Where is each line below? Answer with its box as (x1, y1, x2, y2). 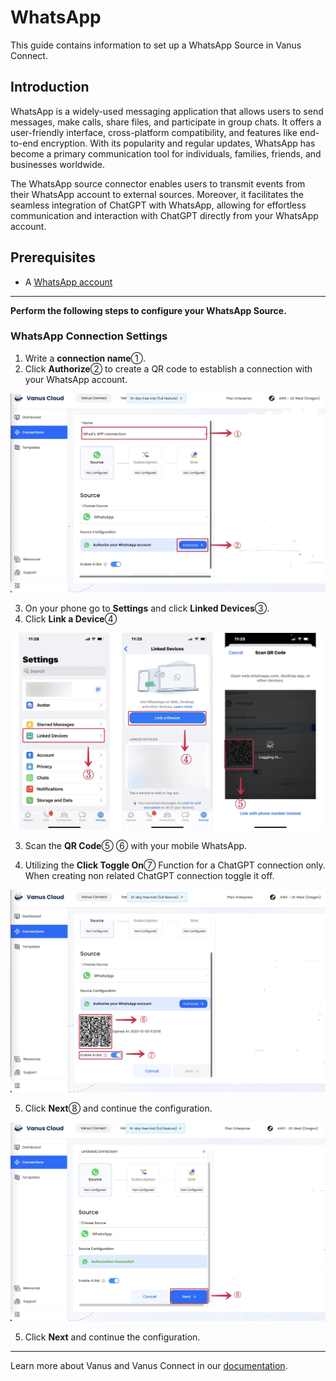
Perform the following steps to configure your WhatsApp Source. (10, 304, 287, 316)
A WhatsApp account (24, 276, 113, 288)
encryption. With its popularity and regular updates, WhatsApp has (40, 137, 316, 149)
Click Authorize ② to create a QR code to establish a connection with (24, 362, 313, 375)
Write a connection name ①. (24, 352, 147, 364)
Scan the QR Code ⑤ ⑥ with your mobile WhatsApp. (24, 839, 248, 851)
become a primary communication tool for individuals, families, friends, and (10, 147, 322, 160)
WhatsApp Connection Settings (10, 329, 168, 343)
